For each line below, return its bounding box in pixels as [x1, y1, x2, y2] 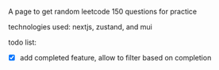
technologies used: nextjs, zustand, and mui [8, 22, 152, 31]
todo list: [8, 37, 37, 47]
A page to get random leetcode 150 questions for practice [8, 7, 198, 16]
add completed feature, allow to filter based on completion [19, 53, 212, 62]
